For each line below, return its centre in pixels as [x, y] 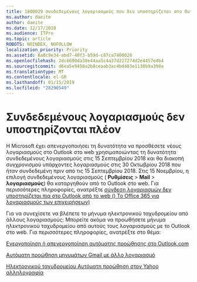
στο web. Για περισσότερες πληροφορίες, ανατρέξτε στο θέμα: [84, 232]
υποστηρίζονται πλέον [64, 130]
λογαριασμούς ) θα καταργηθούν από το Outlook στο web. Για [83, 183]
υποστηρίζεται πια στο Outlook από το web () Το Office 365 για [83, 196]
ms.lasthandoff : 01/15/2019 [40, 83]
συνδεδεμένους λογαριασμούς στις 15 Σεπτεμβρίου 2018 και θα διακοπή [95, 158]
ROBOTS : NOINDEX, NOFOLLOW [39, 45]
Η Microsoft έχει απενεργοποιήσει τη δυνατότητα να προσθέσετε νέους [94, 146]
